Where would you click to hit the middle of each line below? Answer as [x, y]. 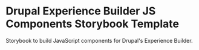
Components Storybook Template [93, 24]
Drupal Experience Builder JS [81, 11]
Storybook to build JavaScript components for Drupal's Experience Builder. [99, 40]
